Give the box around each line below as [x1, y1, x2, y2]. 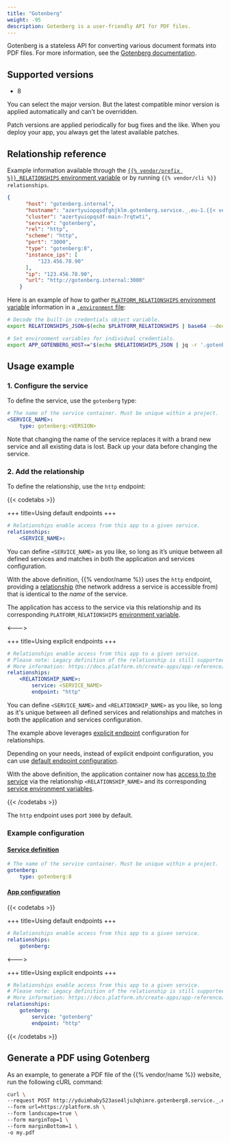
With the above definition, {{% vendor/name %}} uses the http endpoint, [7, 575, 212, 583]
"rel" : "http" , [25, 226, 69, 233]
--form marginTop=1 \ [7, 1116, 69, 1123]
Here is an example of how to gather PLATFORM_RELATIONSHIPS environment [7, 296, 216, 304]
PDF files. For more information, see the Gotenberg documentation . [7, 49, 197, 57]
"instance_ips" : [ [25, 251, 78, 258]
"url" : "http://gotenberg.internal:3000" [25, 277, 146, 284]
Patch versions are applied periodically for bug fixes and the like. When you [7, 121, 220, 129]
